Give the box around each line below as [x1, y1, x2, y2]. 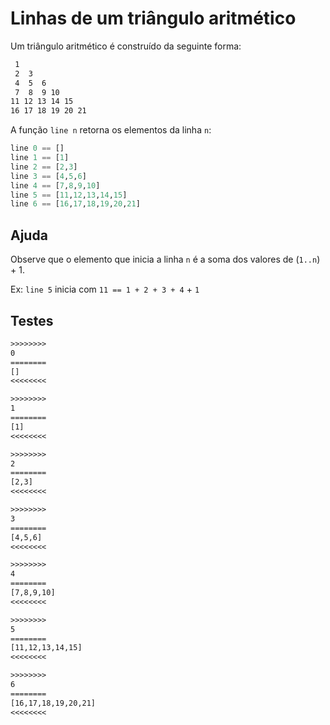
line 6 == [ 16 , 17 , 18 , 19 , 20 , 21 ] [10, 199, 141, 209]
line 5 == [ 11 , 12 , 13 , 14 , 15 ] [10, 190, 128, 200]
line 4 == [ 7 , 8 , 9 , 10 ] [10, 180, 101, 191]
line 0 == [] [10, 143, 65, 154]
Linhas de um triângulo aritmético [10, 7, 297, 30]
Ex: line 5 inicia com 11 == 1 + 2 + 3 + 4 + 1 [10, 283, 200, 296]
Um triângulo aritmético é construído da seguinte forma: [10, 40, 242, 52]
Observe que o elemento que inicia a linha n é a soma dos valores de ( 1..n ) [10, 253, 321, 266]
